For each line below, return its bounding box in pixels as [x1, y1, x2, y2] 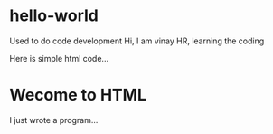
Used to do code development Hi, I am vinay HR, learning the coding [9, 35, 265, 46]
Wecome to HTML [9, 85, 147, 105]
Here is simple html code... [9, 53, 109, 63]
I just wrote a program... [9, 114, 99, 125]
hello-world [9, 5, 99, 26]
